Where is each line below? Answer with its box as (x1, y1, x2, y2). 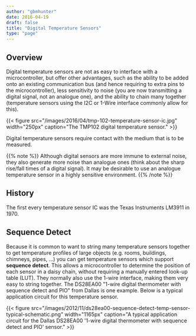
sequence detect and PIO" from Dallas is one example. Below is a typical (6, 286, 183, 294)
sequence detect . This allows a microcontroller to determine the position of (6, 262, 191, 269)
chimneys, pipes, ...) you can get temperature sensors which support (6, 255, 174, 262)
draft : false (6, 19, 38, 25)
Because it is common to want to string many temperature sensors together (6, 243, 190, 250)
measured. (6, 141, 32, 148)
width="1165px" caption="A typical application (64, 311, 178, 318)
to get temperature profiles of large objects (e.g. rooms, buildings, (6, 249, 167, 256)
